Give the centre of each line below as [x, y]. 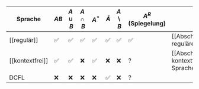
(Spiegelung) [147, 23]
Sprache [29, 19]
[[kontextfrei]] [29, 60]
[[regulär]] [24, 40]
